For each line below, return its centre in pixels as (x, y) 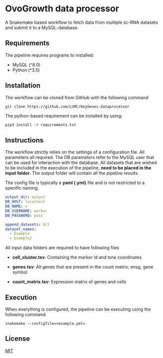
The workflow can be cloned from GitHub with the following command (77, 98)
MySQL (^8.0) (26, 64)
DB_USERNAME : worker (27, 211)
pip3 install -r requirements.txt (41, 125)
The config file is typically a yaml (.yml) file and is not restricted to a (75, 183)
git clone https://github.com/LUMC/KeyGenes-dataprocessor (67, 106)
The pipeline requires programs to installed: (50, 55)
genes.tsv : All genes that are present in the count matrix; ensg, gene (83, 267)
